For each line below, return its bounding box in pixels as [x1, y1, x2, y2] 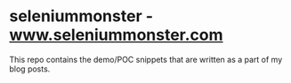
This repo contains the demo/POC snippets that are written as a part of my [9, 54, 283, 64]
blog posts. [9, 64, 51, 74]
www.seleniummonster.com [9, 25, 224, 45]
